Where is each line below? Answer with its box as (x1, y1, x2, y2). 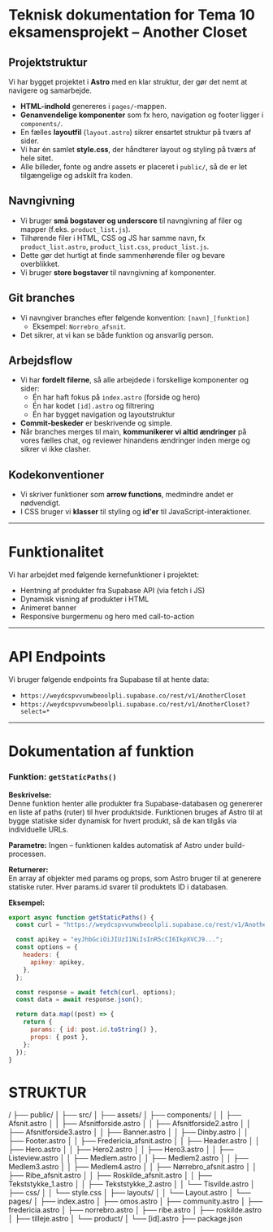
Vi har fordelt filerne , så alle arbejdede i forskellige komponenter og (19, 375, 249, 385)
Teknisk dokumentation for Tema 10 (8, 6, 256, 24)
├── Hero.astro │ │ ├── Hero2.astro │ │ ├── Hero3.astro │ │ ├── (8, 1145, 234, 1155)
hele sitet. (19, 153, 54, 163)
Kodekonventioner (8, 468, 105, 482)
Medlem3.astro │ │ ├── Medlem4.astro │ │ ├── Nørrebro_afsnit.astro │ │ (8, 1162, 258, 1172)
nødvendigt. (19, 498, 61, 508)
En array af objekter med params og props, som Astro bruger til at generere (8, 873, 262, 883)
